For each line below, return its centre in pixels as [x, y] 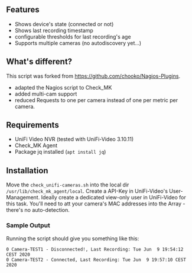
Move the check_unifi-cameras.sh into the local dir [68, 185]
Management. [23, 198]
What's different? [39, 62]
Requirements [32, 125]
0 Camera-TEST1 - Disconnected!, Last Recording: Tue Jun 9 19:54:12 [95, 249]
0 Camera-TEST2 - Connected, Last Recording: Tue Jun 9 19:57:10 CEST [96, 260]
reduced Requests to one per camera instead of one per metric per [96, 100]
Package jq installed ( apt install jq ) [60, 152]
